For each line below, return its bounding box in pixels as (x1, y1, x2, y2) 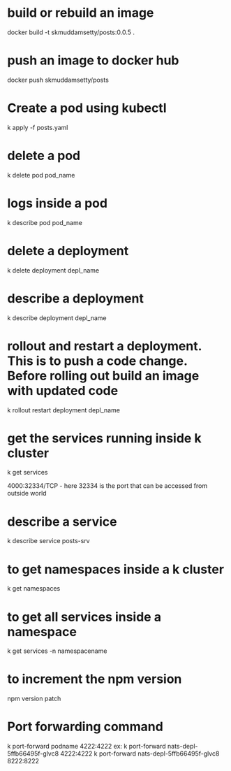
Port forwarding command (7, 719, 164, 735)
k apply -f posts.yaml (7, 123, 68, 131)
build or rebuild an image (7, 5, 154, 21)
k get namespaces (7, 584, 61, 593)
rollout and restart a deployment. (7, 338, 202, 354)
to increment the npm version (7, 671, 182, 687)
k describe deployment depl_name (7, 313, 107, 322)
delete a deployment (7, 243, 129, 259)
